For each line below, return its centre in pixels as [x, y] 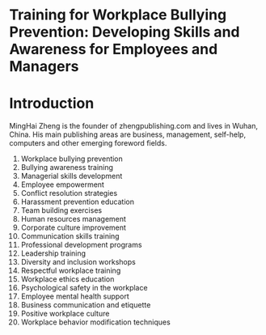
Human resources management [73, 219]
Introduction [52, 104]
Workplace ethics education [68, 279]
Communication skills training [70, 236]
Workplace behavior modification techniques [95, 322]
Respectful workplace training [71, 271]
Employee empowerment [62, 184]
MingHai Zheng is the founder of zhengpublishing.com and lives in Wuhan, [133, 126]
